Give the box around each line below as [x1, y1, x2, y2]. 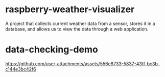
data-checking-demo [5, 44, 98, 56]
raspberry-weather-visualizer [5, 4, 135, 15]
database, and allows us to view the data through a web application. [5, 25, 149, 32]
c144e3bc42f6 [5, 66, 37, 72]
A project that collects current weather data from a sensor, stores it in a [5, 20, 155, 27]
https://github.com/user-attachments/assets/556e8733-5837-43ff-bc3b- [5, 60, 160, 67]
